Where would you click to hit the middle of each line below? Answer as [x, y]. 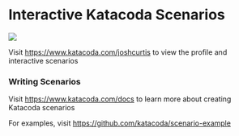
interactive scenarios [43, 60]
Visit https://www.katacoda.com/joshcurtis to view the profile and [118, 52]
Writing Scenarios [45, 81]
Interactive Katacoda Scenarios [117, 15]
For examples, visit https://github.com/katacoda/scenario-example [119, 123]
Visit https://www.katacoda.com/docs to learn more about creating [120, 99]
